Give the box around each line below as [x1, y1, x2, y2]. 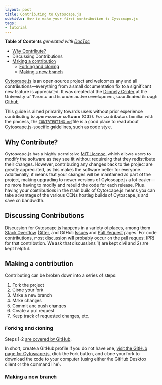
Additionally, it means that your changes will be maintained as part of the [5, 172, 151, 177]
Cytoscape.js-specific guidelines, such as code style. [5, 124, 112, 130]
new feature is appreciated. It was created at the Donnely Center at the [5, 89, 147, 95]
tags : [5, 20, 16, 26]
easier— [138, 176, 155, 183]
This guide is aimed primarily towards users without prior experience [5, 108, 143, 115]
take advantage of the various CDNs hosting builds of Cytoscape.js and [5, 192, 149, 198]
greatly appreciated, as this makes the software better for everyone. [5, 166, 142, 172]
